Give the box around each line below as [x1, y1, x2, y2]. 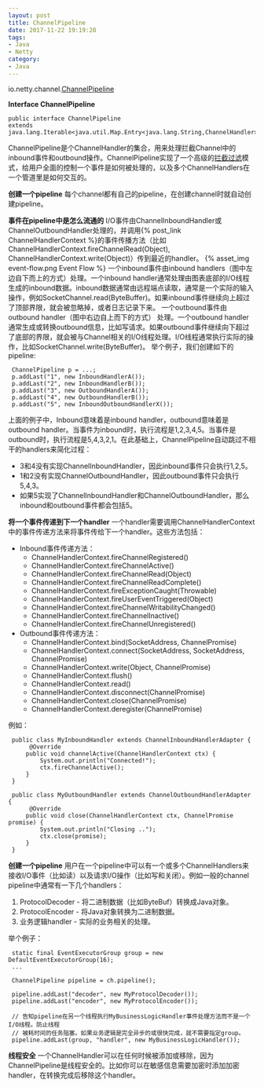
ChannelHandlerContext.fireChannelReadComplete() [31, 577, 202, 587]
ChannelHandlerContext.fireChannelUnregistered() [31, 619, 196, 628]
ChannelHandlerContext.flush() [31, 671, 133, 680]
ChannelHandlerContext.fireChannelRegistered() [31, 552, 189, 562]
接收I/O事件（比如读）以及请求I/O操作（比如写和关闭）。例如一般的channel [8, 870, 250, 880]
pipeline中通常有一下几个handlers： [8, 880, 124, 890]
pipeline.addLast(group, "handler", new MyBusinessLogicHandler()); [11, 1036, 241, 1044]
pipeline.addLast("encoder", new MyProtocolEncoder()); [11, 997, 199, 1005]
